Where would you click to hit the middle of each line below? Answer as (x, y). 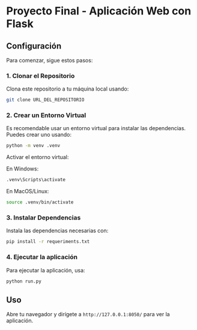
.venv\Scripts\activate (36, 180)
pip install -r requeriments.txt (48, 242)
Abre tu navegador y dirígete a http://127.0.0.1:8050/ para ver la (88, 314)
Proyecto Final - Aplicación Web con (99, 11)
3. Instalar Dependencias (44, 218)
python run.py (24, 281)
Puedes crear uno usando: (39, 135)
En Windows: (23, 169)
